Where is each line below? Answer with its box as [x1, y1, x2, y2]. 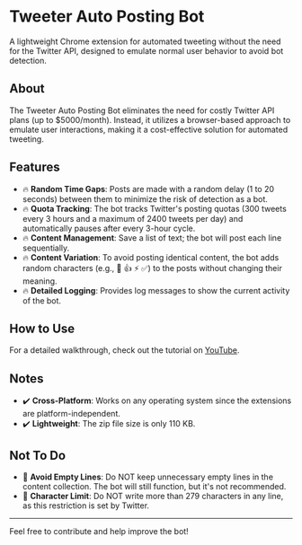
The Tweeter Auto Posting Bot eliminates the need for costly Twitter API [9, 105, 275, 116]
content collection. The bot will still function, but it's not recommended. [22, 481, 287, 491]
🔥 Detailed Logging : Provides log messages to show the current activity [22, 285, 290, 295]
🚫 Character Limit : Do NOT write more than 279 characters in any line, [22, 491, 284, 501]
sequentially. [22, 242, 70, 253]
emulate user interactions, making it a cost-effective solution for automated [9, 124, 289, 135]
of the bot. [22, 294, 61, 306]
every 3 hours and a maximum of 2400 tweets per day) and [22, 213, 244, 224]
